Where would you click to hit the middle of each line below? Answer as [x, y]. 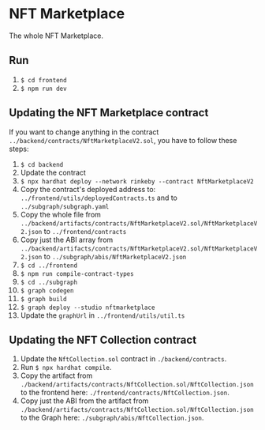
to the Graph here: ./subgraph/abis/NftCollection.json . [112, 418]
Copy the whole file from [61, 214]
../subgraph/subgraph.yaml [65, 206]
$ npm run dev [43, 89]
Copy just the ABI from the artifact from [84, 401]
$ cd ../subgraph [49, 282]
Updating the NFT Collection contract [103, 339]
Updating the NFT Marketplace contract [109, 113]
